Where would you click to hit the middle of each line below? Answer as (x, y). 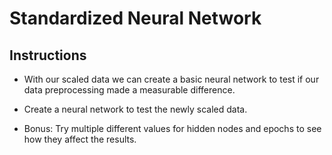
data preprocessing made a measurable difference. (129, 90)
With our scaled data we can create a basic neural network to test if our (171, 79)
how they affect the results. (80, 139)
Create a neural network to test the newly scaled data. (135, 109)
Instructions (48, 55)
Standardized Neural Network (135, 18)
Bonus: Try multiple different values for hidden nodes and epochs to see (172, 128)
